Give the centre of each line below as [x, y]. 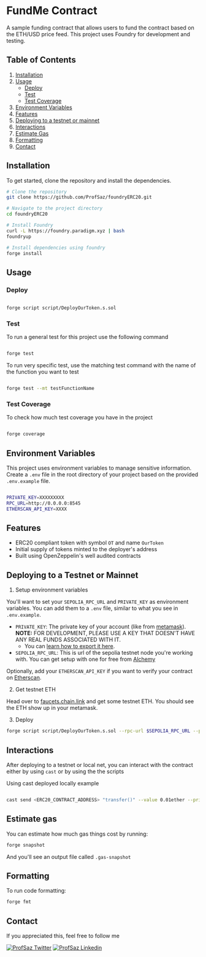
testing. [16, 40]
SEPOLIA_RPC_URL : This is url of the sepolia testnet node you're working [104, 653]
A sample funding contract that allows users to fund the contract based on [100, 28]
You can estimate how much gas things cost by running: [77, 834]
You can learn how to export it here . [70, 646]
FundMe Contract [52, 11]
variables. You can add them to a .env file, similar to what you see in [92, 608]
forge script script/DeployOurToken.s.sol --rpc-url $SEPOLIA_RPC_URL [98, 731]
